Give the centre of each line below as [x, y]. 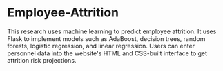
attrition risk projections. [42, 60]
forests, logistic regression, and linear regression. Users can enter [101, 46]
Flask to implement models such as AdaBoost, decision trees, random [106, 38]
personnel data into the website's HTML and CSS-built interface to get [107, 53]
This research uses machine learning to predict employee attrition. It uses [112, 31]
